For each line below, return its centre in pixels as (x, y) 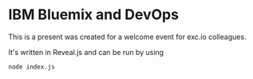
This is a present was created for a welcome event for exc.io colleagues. (127, 37)
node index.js (32, 67)
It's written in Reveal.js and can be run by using (86, 52)
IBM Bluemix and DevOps (94, 15)
